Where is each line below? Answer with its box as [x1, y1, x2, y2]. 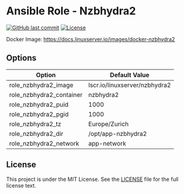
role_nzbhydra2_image [9, 81, 73, 89]
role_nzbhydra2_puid [9, 100, 69, 108]
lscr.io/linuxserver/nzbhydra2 [88, 81, 171, 89]
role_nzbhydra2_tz [9, 120, 62, 128]
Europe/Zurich [88, 120, 129, 128]
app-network [88, 139, 127, 147]
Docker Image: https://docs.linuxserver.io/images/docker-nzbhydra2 [6, 35, 175, 43]
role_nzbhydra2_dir [9, 129, 64, 138]
